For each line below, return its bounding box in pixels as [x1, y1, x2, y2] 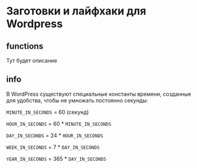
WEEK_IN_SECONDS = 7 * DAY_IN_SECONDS [6, 143, 100, 151]
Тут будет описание [6, 57, 57, 64]
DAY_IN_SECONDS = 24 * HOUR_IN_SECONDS [6, 131, 104, 139]
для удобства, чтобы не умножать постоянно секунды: [6, 96, 149, 104]
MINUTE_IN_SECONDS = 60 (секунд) [6, 108, 89, 116]
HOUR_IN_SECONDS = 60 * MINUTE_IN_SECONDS [6, 120, 111, 127]
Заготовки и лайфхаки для [6, 4, 146, 18]
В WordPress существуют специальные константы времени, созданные [6, 90, 192, 98]
